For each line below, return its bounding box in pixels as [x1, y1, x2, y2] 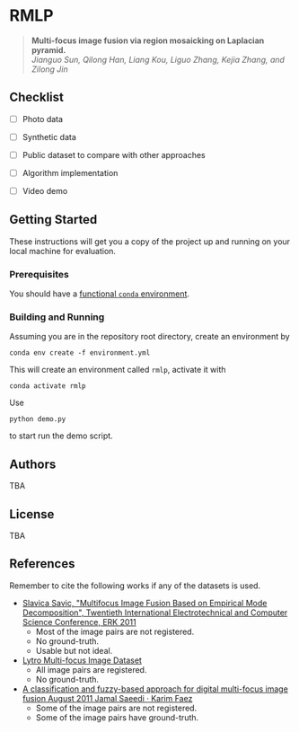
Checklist [9, 90, 65, 105]
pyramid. [31, 44, 66, 55]
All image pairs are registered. [35, 664, 147, 675]
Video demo [22, 186, 68, 196]
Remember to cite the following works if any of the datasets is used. [9, 580, 261, 591]
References [9, 556, 75, 571]
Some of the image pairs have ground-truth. [35, 711, 199, 723]
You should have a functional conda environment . [9, 288, 190, 299]
